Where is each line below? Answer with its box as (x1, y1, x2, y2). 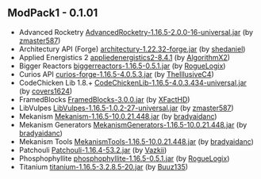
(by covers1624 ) (18, 86, 73, 96)
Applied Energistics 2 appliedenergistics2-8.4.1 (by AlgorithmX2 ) (18, 52, 231, 62)
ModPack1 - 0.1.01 (7, 6, 98, 20)
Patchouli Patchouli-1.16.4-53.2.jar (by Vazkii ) (18, 145, 167, 154)
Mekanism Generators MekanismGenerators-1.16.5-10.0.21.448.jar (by (18, 120, 248, 129)
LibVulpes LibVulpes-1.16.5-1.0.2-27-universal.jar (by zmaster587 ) (18, 103, 235, 112)
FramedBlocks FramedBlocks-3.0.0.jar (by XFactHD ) (18, 94, 190, 104)
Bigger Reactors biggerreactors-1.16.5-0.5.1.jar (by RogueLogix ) (18, 61, 226, 70)
